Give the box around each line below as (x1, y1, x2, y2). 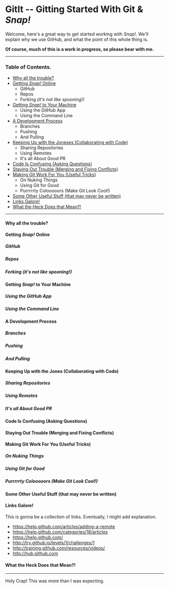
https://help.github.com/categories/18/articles (12, 529, 108, 535)
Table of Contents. (5, 63, 52, 70)
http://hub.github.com (12, 551, 58, 557)
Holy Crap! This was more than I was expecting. (5, 578, 105, 584)
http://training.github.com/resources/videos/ (12, 545, 105, 551)
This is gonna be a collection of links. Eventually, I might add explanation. (5, 514, 157, 520)
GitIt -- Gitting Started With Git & (5, 4, 143, 15)
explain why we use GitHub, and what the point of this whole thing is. (5, 36, 148, 42)
